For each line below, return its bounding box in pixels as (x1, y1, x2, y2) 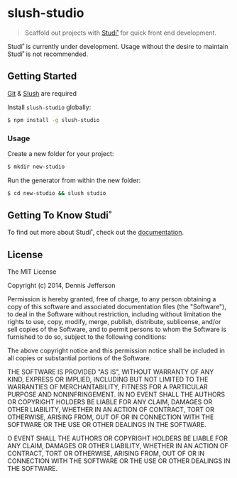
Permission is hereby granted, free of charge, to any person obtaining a (7, 295, 216, 304)
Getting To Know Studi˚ (7, 209, 112, 221)
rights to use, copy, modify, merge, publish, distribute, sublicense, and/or (7, 318, 221, 326)
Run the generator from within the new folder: (7, 176, 141, 184)
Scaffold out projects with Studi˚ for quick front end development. (24, 28, 217, 37)
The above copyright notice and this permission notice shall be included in (7, 346, 225, 355)
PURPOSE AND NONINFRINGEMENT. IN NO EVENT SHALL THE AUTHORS (7, 390, 226, 399)
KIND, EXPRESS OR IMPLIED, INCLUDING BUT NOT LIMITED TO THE (7, 375, 209, 384)
